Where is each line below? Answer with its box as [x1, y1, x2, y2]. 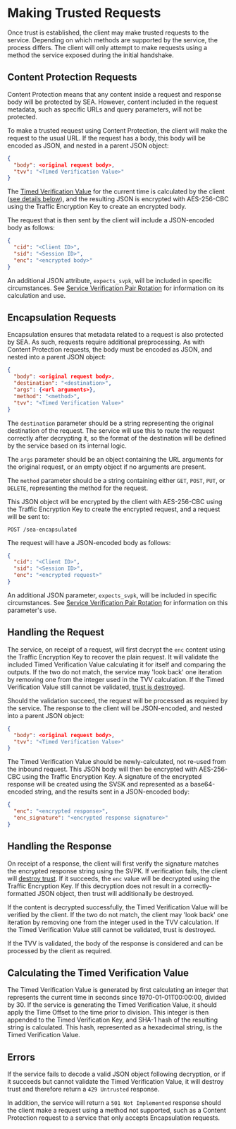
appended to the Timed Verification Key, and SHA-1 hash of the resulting [7, 1015, 218, 1025]
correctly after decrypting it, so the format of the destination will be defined [7, 434, 227, 442]
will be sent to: [7, 512, 50, 520]
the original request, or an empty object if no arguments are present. [7, 462, 206, 471]
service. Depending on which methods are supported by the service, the [7, 35, 218, 44]
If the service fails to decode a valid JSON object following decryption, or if [7, 1070, 225, 1078]
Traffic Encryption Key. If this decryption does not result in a [7, 881, 182, 890]
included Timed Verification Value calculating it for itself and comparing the [7, 660, 226, 669]
